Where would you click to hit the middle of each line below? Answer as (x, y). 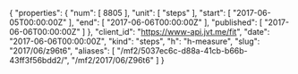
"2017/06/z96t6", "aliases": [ (62, 51)
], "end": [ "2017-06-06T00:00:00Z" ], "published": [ (166, 22)
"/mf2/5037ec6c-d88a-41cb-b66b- (182, 51)
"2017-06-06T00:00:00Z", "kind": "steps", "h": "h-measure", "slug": (135, 41)
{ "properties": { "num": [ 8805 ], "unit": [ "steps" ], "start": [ (120, 13)
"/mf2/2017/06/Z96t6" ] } (118, 60)
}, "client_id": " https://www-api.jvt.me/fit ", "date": (179, 32)
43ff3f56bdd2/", (39, 60)
